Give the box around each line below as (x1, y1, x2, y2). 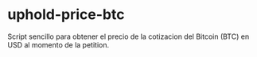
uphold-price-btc (7, 6, 125, 24)
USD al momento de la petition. (7, 40, 109, 49)
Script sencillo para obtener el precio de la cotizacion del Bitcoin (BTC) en (7, 32, 250, 41)
